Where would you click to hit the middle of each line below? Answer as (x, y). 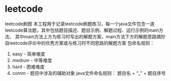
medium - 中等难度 (32, 60)
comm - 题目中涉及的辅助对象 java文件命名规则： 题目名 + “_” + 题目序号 (89, 73)
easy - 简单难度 (29, 54)
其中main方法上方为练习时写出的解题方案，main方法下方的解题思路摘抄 (90, 36)
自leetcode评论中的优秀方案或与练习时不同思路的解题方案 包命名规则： (80, 43)
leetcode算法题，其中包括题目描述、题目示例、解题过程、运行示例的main (82, 30)
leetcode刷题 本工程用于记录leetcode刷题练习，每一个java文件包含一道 (80, 24)
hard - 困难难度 (28, 67)
